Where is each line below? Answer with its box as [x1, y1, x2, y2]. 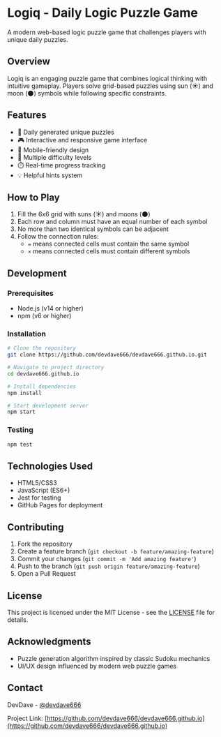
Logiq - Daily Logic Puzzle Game [7, 5, 199, 21]
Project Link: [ [7, 714, 47, 722]
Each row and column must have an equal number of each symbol [17, 218, 208, 226]
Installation [7, 329, 47, 338]
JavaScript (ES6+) [17, 486, 70, 495]
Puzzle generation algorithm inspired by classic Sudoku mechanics [17, 654, 211, 662]
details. [7, 616, 29, 624]
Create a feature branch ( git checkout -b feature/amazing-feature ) [17, 547, 215, 556]
